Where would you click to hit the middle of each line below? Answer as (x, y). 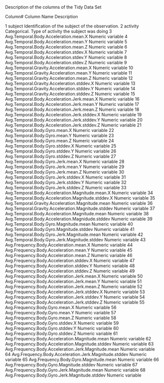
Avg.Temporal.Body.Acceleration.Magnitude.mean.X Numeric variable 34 (79, 193)
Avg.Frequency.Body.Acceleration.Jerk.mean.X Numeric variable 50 (74, 276)
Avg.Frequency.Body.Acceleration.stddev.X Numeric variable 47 (70, 260)
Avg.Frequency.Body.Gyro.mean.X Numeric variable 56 (61, 307)
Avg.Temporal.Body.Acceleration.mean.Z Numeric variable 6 (66, 47)
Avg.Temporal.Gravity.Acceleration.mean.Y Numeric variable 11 (69, 73)
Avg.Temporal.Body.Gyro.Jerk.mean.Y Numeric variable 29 (65, 167)
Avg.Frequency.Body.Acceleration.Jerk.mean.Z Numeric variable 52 (74, 287)
